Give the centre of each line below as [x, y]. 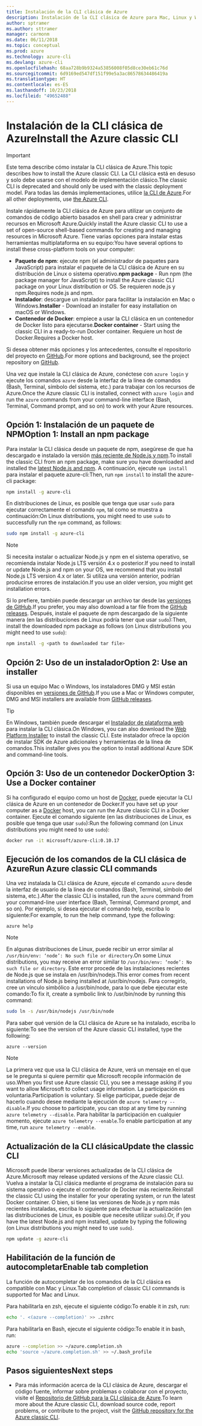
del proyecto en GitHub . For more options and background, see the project [98, 356]
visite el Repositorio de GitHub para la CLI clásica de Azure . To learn [99, 1398]
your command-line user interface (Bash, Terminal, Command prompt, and [99, 903]
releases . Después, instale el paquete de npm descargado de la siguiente [97, 613]
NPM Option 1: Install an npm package [78, 434]
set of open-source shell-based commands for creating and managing [93, 230]
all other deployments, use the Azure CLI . [57, 199]
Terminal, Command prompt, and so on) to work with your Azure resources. [100, 406]
